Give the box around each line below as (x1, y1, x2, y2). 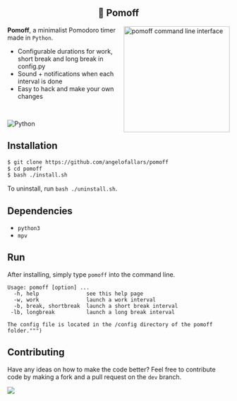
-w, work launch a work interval (13, 296, 157, 304)
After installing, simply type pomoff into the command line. (7, 270, 176, 279)
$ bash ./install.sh (7, 172, 68, 179)
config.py (17, 61, 46, 71)
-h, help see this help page (13, 290, 143, 297)
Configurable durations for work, (17, 47, 113, 55)
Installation (7, 140, 58, 152)
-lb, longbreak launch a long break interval (10, 309, 175, 316)
